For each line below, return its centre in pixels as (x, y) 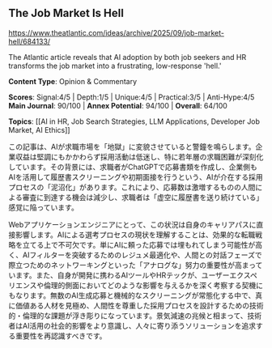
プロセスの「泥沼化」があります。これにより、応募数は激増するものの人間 (132, 187)
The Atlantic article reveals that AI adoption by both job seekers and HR (127, 57)
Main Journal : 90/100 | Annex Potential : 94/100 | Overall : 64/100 (118, 105)
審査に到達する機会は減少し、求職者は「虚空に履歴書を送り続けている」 (143, 197)
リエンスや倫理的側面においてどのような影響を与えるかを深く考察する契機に (136, 285)
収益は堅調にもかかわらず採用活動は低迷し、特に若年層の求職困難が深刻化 (139, 156)
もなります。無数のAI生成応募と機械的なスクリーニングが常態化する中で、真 (136, 295)
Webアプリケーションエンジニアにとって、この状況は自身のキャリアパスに (132, 224)
